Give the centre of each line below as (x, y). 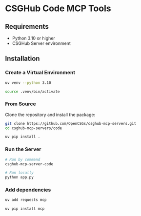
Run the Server (23, 149)
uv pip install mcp (25, 209)
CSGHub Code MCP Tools (58, 9)
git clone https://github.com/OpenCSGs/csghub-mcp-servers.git (71, 123)
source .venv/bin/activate (32, 91)
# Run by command (23, 159)
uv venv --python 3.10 (28, 83)
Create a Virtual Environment (40, 73)
